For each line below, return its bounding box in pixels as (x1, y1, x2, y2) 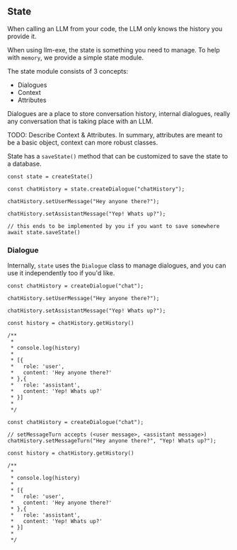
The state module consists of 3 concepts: (7, 67, 129, 75)
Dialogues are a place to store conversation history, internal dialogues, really (7, 109, 231, 118)
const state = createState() (7, 173, 93, 180)
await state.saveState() (7, 229, 81, 236)
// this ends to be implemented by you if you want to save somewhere (7, 222, 220, 229)
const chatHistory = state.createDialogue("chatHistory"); (7, 185, 185, 193)
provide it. (7, 32, 37, 40)
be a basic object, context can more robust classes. (7, 138, 158, 147)
